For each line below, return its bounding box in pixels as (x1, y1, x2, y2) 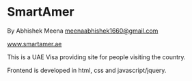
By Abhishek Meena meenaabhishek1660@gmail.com (7, 27, 159, 35)
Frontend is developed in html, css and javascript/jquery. (7, 66, 167, 74)
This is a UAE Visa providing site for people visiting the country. (7, 52, 186, 61)
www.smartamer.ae (7, 39, 62, 48)
